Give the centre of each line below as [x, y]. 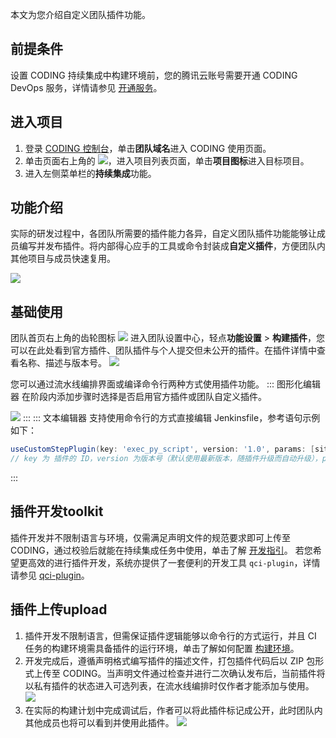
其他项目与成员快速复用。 [63, 259]
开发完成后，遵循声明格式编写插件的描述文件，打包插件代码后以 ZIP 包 [170, 660]
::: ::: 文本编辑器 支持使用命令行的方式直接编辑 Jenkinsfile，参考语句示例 [171, 418]
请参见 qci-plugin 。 [50, 575]
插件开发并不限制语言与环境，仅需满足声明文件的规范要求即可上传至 [150, 537]
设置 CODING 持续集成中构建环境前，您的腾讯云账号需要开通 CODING [154, 75]
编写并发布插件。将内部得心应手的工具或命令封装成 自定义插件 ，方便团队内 [172, 246]
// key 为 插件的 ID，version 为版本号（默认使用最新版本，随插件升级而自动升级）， [166, 459]
